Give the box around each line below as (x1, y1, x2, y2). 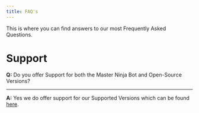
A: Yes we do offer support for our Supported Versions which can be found (6, 94, 190, 101)
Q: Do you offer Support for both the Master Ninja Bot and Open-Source (6, 71, 182, 78)
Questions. (6, 31, 33, 38)
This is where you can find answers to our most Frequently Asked (6, 25, 166, 32)
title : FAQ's (6, 8, 38, 15)
